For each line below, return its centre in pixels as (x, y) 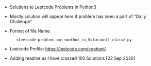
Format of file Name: (30, 31)
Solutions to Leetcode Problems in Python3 (53, 7)
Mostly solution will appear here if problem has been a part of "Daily (78, 16)
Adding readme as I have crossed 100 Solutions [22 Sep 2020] (72, 58)
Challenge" (21, 22)
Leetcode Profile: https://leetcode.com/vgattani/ (58, 49)
